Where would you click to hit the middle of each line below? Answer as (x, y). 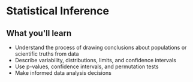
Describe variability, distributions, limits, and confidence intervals (96, 60)
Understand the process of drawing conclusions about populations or (101, 47)
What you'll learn (39, 33)
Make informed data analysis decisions (63, 73)
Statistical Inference (58, 11)
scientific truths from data (47, 54)
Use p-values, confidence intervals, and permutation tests (87, 66)
